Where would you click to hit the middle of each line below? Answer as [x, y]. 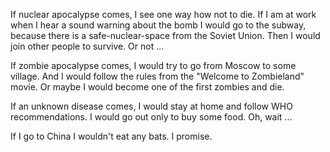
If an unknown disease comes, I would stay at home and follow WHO [151, 106]
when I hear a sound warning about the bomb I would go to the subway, [158, 25]
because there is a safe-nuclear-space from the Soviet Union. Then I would [165, 35]
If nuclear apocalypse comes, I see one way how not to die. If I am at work [163, 14]
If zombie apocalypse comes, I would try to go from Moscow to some [153, 65]
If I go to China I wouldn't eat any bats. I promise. [111, 136]
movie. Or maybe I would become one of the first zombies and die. [147, 87]
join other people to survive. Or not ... [87, 46]
